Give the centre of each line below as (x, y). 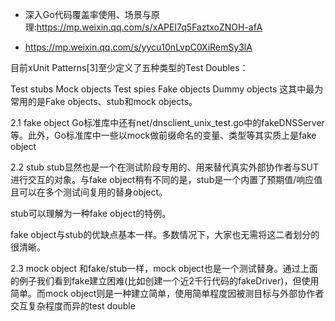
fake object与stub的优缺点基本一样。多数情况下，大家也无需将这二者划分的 (165, 234)
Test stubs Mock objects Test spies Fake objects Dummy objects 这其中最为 (167, 89)
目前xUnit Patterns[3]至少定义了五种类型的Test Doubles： (129, 67)
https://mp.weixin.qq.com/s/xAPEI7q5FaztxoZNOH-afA (149, 27)
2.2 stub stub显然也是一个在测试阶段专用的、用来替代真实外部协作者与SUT (165, 167)
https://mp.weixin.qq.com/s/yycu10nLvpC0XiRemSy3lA (138, 47)
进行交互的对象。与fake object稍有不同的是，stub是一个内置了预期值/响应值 (166, 179)
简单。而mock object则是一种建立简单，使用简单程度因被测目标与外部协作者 (167, 293)
